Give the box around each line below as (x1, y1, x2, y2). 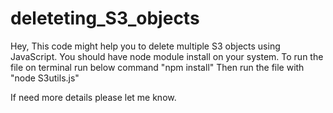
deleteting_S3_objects (10, 7, 200, 30)
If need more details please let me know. (10, 91, 177, 103)
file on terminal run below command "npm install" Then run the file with (10, 61, 305, 73)
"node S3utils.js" (10, 72, 80, 84)
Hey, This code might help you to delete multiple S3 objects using (10, 40, 281, 52)
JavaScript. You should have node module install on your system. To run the (10, 50, 324, 62)
